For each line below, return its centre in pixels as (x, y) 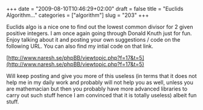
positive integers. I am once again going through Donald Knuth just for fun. (99, 33)
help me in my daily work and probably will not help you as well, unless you (100, 82)
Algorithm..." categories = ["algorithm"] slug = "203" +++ (78, 15)
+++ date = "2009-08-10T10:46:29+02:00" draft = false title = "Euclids (95, 9)
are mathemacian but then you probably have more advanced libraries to (97, 89)
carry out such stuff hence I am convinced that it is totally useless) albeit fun (101, 95)
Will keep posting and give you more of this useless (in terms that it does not (101, 76)
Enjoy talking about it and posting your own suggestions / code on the (93, 40)
